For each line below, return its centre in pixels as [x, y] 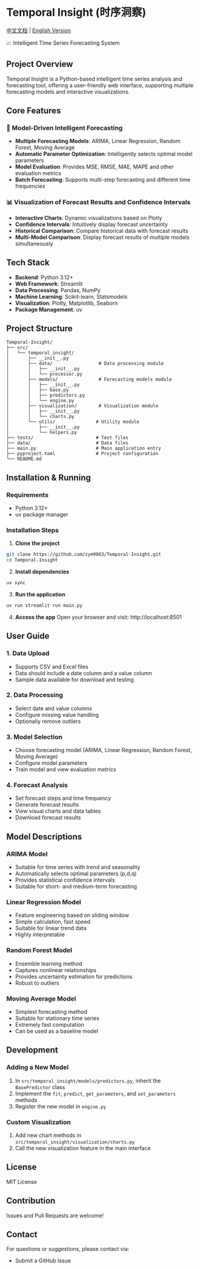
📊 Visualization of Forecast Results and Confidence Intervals [98, 202]
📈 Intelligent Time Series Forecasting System [63, 42]
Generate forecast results [47, 805]
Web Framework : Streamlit [49, 284]
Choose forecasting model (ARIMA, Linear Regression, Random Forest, [103, 750]
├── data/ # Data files [68, 443]
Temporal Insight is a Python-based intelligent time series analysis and [95, 79]
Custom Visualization [38, 1122]
